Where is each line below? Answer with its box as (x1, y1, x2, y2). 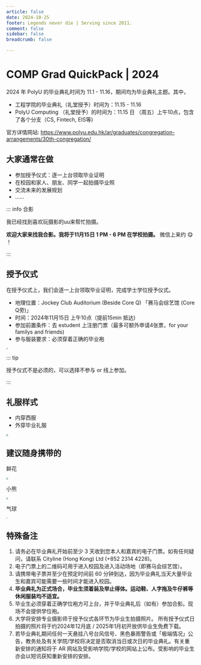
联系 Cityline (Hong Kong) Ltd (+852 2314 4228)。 (31, 555, 156, 562)
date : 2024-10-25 (6, 14, 50, 20)
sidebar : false (6, 31, 44, 37)
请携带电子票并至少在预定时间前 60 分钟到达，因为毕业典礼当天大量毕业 (14, 570, 193, 577)
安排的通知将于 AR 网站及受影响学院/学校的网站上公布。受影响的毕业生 (20, 645, 195, 652)
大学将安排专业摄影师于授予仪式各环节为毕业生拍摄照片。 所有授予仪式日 (14, 615, 195, 622)
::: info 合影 (6, 205, 34, 213)
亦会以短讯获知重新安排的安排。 (14, 652, 94, 660)
